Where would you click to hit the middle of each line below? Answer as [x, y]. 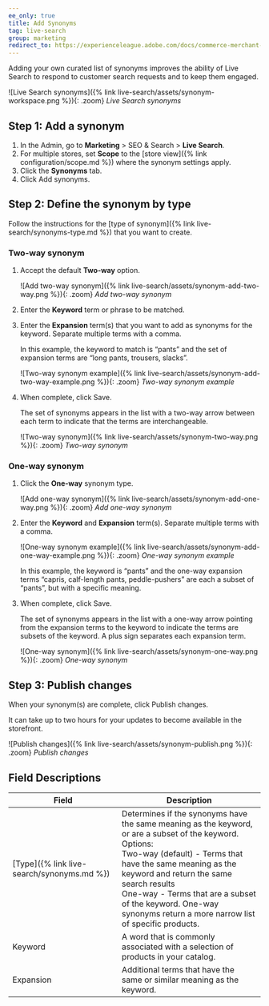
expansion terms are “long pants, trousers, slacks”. [104, 358]
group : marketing [37, 38]
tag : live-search [37, 30]
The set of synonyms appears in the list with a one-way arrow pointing [137, 619]
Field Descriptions [55, 778]
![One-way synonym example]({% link [82, 547]
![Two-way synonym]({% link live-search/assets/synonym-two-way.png [139, 437]
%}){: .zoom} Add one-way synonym [111, 507]
